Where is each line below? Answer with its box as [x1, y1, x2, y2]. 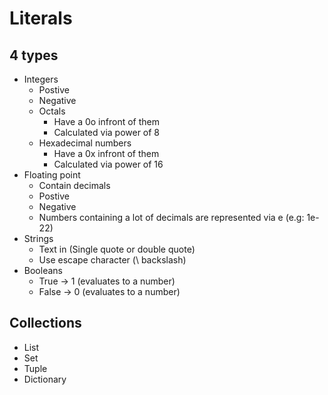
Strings [23, 233, 54, 244]
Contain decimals [38, 180, 111, 191]
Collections [9, 315, 82, 332]
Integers [23, 73, 59, 85]
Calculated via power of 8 [53, 127, 161, 138]
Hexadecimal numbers [38, 137, 132, 149]
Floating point [23, 169, 81, 181]
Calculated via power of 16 [53, 158, 164, 170]
